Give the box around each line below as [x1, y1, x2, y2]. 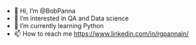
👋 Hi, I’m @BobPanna [13, 7, 76, 15]
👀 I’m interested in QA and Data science [13, 14, 129, 22]
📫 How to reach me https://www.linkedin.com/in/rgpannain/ [13, 30, 189, 38]
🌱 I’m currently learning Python [13, 22, 104, 30]
